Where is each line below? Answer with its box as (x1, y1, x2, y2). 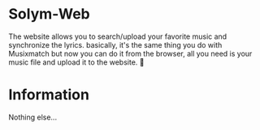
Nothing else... (8, 112, 58, 122)
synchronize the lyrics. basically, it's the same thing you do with (8, 40, 223, 49)
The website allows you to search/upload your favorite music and (8, 31, 227, 41)
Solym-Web (8, 5, 91, 23)
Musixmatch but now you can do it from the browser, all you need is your (8, 48, 253, 58)
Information (8, 86, 89, 104)
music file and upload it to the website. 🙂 (8, 57, 145, 67)
